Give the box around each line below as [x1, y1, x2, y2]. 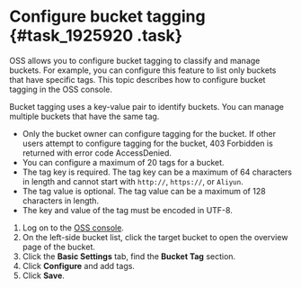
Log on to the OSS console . [22, 222, 124, 233]
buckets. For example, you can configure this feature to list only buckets [9, 65, 277, 76]
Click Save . [22, 270, 66, 281]
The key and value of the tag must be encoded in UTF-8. [22, 204, 234, 215]
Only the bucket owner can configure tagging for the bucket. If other [22, 128, 277, 139]
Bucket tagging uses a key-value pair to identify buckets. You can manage [9, 101, 285, 112]
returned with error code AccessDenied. [22, 147, 173, 158]
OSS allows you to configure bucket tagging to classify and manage [9, 55, 261, 66]
